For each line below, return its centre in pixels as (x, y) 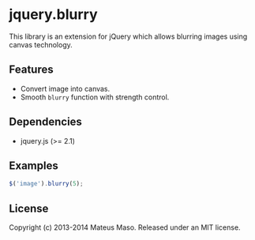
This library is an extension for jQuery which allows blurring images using (128, 36)
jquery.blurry (53, 15)
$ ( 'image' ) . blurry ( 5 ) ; (46, 184)
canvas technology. (41, 44)
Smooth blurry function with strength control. (95, 97)
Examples (34, 165)
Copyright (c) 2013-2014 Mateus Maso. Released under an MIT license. (125, 227)
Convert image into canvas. (65, 88)
